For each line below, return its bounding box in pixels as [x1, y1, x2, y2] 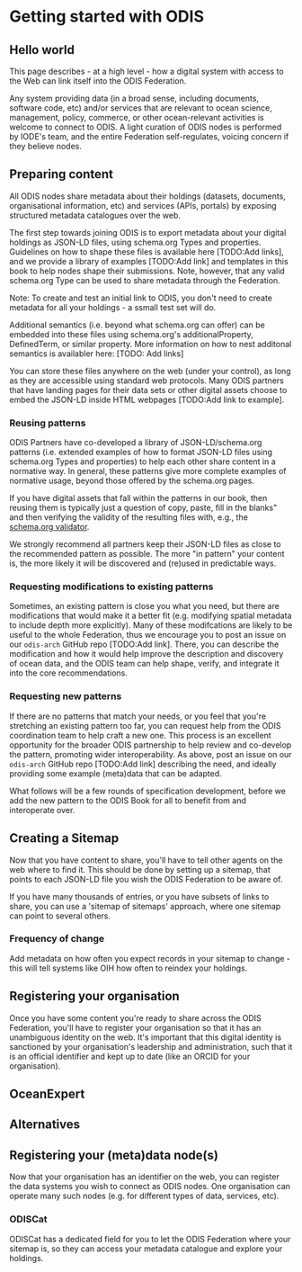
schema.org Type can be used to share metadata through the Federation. [9, 274, 280, 285]
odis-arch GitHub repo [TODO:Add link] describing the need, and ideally [9, 758, 277, 769]
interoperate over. [9, 804, 75, 815]
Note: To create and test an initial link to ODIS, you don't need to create [9, 292, 272, 303]
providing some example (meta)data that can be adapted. [9, 767, 222, 779]
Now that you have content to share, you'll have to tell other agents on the [9, 855, 283, 865]
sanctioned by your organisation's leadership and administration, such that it [9, 1041, 293, 1052]
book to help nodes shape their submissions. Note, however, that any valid [9, 265, 285, 276]
